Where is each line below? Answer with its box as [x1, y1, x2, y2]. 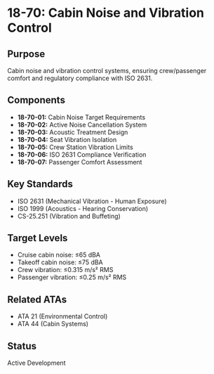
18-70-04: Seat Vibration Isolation [17, 135, 117, 143]
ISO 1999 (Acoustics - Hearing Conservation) [17, 204, 149, 212]
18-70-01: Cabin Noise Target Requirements [17, 112, 146, 121]
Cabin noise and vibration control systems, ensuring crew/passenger [7, 67, 207, 75]
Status [7, 340, 37, 352]
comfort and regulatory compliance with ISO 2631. [7, 74, 153, 82]
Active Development [7, 359, 66, 367]
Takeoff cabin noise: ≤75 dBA [17, 258, 103, 266]
